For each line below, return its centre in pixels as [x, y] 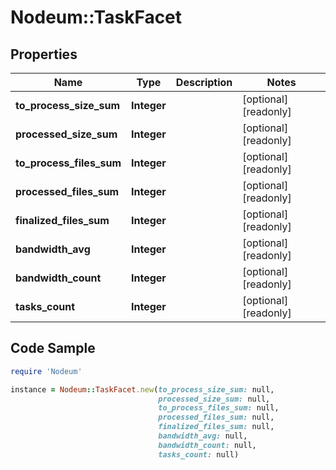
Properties [44, 54]
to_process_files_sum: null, [219, 408]
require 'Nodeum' [46, 371]
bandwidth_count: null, [207, 445]
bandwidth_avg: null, [203, 436]
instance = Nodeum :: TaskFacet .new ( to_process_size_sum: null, [142, 389]
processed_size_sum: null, [214, 399]
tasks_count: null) [199, 454]
